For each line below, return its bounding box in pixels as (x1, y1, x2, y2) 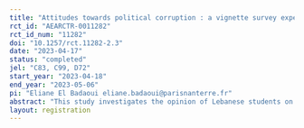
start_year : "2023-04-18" (9, 72, 107, 81)
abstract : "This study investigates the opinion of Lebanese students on (9, 96, 294, 106)
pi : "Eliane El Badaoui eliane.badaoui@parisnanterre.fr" (9, 88, 233, 97)
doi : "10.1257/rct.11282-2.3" (9, 38, 124, 48)
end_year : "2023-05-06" (9, 80, 100, 89)
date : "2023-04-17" (9, 47, 83, 56)
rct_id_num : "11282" (9, 30, 88, 39)
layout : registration (9, 105, 91, 114)
